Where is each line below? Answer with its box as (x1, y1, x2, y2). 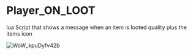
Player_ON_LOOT (6, 4, 96, 18)
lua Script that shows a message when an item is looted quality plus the (6, 24, 187, 31)
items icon (6, 30, 32, 37)
